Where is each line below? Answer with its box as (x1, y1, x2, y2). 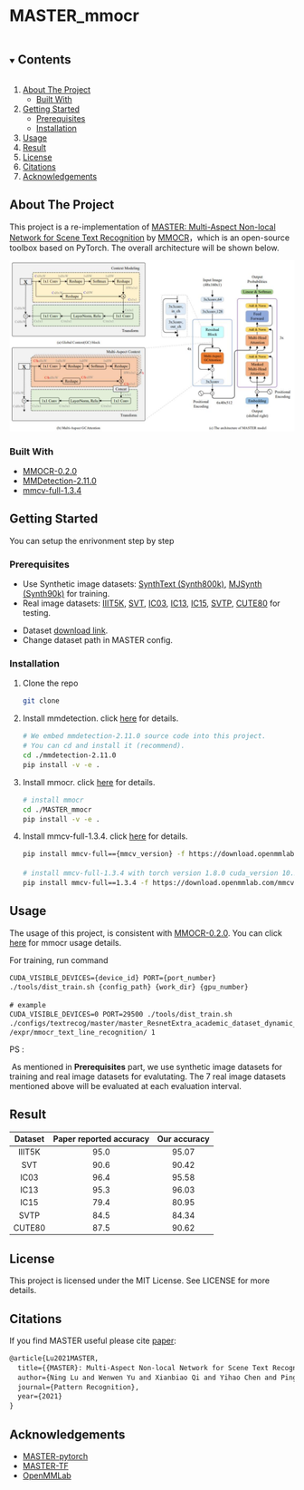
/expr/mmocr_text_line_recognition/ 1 (9, 1027, 156, 1037)
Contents (17, 52, 71, 68)
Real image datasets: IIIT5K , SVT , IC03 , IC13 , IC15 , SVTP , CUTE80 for (22, 598, 280, 609)
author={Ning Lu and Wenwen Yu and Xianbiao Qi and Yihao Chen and (17, 1373, 278, 1382)
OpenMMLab (22, 1470, 72, 1481)
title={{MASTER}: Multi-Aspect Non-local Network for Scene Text (17, 1363, 270, 1372)
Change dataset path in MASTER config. (22, 635, 174, 646)
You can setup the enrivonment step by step (9, 535, 175, 546)
